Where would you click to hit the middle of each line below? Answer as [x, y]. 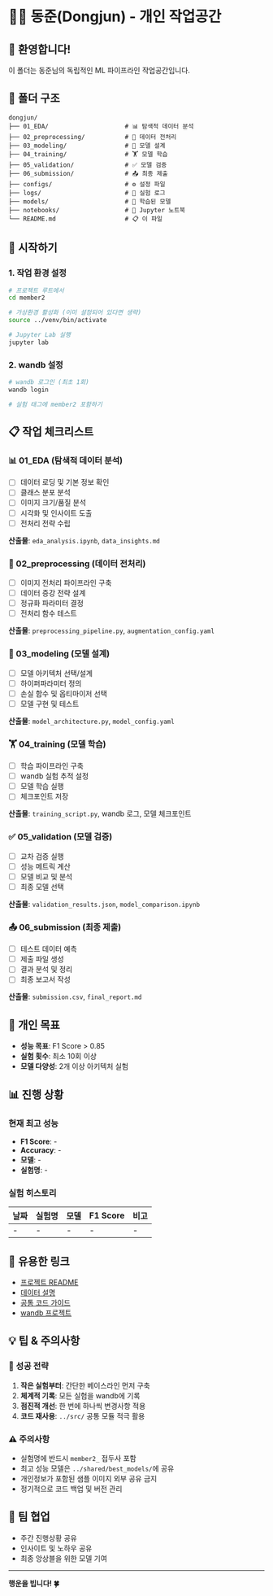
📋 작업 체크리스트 [51, 432]
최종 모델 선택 [42, 887]
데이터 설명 [38, 1293]
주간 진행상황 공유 [48, 1537]
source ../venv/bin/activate [58, 321]
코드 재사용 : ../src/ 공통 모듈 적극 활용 [82, 1415]
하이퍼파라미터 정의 [51, 683]
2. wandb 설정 [36, 364]
